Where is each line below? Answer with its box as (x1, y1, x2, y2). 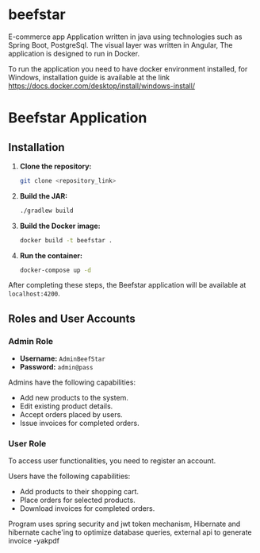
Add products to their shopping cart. (19, 487, 140, 497)
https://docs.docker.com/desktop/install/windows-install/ (8, 81, 196, 91)
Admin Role (8, 335, 54, 346)
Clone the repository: (19, 161, 92, 171)
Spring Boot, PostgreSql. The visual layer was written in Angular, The (8, 40, 233, 49)
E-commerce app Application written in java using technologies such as (8, 32, 243, 41)
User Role (8, 439, 47, 450)
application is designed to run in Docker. (8, 48, 140, 58)
